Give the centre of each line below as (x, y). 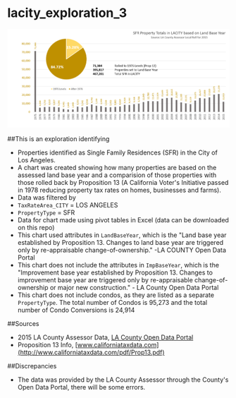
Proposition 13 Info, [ (48, 344)
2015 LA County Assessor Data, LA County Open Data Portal (105, 337)
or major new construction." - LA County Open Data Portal (134, 287)
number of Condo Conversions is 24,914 (76, 310)
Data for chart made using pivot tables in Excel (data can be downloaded (123, 219)
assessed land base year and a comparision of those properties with (117, 175)
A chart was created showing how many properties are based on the (117, 167)
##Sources (23, 323)
